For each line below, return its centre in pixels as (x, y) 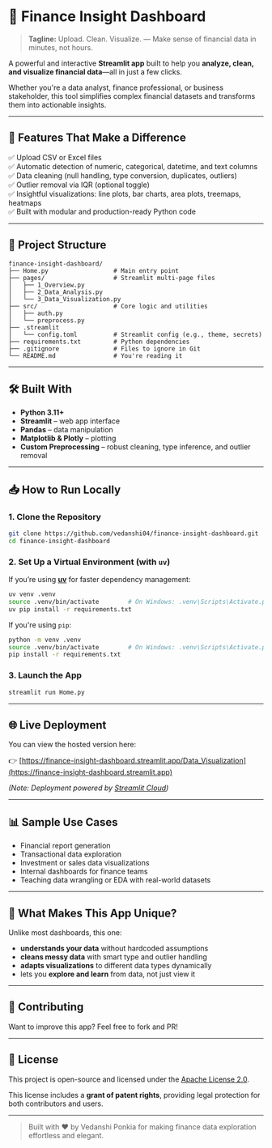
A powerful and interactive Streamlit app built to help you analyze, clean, (131, 63)
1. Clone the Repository (55, 517)
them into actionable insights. (57, 104)
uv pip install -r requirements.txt (70, 609)
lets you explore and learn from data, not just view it (108, 974)
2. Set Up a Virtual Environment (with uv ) (89, 562)
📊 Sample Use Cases (63, 822)
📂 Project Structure (57, 245)
